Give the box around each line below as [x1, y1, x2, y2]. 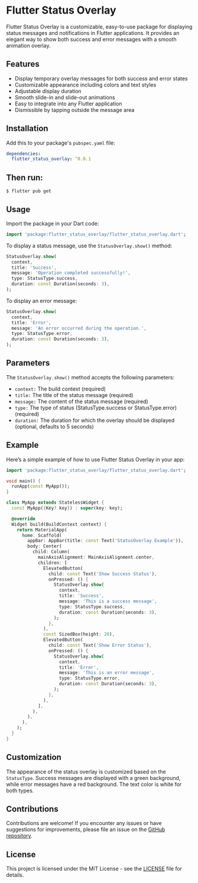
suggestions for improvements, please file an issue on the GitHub [6, 826, 165, 833]
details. [6, 871, 24, 879]
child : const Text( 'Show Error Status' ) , [48, 643, 152, 649]
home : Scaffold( [21, 532, 62, 539]
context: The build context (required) [14, 385, 106, 392]
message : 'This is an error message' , [59, 670, 155, 676]
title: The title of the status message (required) [14, 391, 134, 398]
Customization [6, 752, 62, 762]
